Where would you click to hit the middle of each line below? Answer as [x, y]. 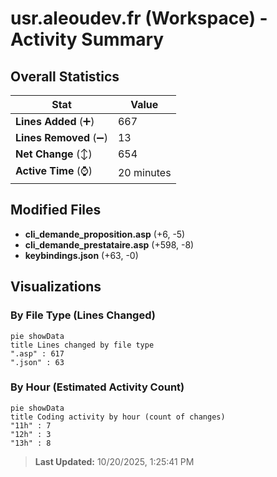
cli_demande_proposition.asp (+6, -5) [105, 234]
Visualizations [56, 287]
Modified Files [56, 210]
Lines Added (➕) [55, 121]
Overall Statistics [65, 76]
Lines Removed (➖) [61, 137]
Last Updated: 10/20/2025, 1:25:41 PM [114, 461]
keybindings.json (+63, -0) [81, 255]
